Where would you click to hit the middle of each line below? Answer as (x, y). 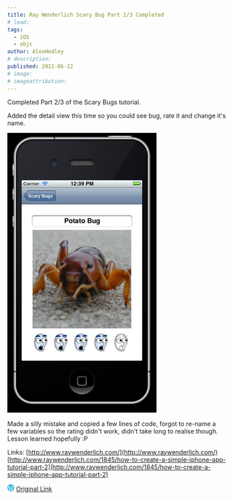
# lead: (19, 22)
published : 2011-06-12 (40, 66)
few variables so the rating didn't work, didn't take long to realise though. (113, 431)
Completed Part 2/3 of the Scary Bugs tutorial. (74, 102)
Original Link (34, 489)
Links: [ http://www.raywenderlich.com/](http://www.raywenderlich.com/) (113, 452)
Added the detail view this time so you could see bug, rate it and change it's (116, 115)
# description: (29, 59)
